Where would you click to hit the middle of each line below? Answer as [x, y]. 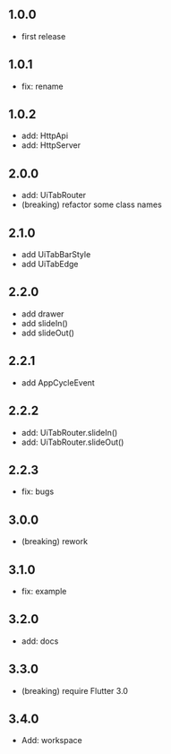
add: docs [40, 641]
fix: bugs [38, 491]
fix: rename [42, 86]
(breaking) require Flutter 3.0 [75, 690]
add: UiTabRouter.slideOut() [73, 442]
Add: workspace [51, 741]
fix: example [44, 591]
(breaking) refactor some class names [91, 204]
